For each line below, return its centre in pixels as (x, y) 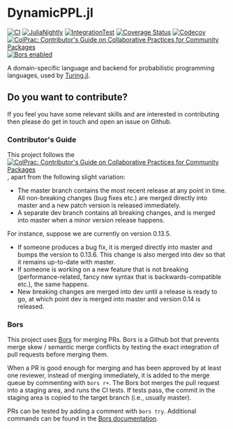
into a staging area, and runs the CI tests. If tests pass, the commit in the (111, 390)
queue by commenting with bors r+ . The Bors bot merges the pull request (113, 383)
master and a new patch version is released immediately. (99, 205)
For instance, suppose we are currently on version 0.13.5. (89, 234)
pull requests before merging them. (58, 354)
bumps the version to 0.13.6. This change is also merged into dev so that (121, 255)
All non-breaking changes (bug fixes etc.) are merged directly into (112, 198)
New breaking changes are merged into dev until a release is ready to (117, 292)
